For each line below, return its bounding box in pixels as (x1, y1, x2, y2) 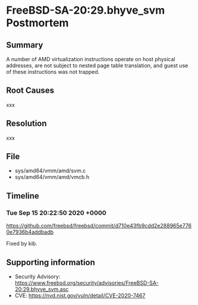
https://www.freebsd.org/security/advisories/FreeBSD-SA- (14, 279, 159, 286)
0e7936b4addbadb (6, 228, 54, 235)
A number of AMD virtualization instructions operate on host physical (6, 56, 175, 62)
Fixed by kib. (6, 240, 37, 247)
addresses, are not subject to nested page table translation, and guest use (6, 62, 188, 69)
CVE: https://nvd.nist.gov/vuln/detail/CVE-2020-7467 (14, 292, 146, 299)
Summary (6, 40, 43, 50)
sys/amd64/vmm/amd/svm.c (14, 167, 86, 174)
